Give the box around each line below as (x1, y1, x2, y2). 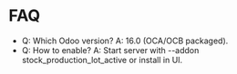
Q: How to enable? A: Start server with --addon (21, 44, 200, 55)
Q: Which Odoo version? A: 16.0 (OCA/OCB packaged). (21, 35, 229, 46)
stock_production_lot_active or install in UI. (21, 54, 183, 65)
